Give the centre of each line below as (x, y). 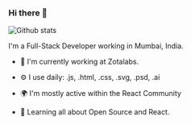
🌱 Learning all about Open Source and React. (95, 112)
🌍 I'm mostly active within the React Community (100, 94)
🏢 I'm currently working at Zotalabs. (79, 62)
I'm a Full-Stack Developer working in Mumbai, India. (96, 46)
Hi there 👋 (28, 13)
